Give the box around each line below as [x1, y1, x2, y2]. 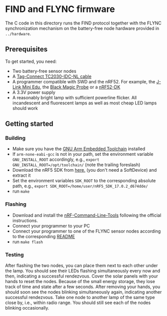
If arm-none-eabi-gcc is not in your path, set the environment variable [12, 151, 154, 157]
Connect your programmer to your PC [12, 223, 90, 229]
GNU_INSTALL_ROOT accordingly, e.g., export [12, 156, 99, 163]
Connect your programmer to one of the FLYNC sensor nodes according [12, 228, 161, 234]
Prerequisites [5, 45, 48, 53]
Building [5, 135, 26, 142]
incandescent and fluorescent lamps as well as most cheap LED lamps [12, 100, 157, 106]
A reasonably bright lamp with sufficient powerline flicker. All [12, 94, 137, 100]
